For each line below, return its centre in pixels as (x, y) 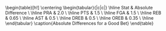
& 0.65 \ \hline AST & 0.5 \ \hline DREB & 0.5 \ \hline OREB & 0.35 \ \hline (79, 18)
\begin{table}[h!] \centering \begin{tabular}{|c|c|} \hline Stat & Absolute (79, 8)
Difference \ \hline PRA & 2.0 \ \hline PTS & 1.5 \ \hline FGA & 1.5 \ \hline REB (83, 13)
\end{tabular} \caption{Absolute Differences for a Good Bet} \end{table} (79, 23)
